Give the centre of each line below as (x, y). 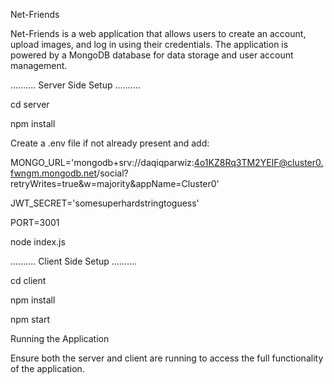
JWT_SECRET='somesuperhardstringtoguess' (105, 203)
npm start (30, 319)
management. (39, 65)
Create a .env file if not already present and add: (110, 143)
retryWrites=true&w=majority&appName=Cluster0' (115, 183)
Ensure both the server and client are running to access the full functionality (167, 358)
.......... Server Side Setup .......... (75, 85)
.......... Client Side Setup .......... (74, 261)
